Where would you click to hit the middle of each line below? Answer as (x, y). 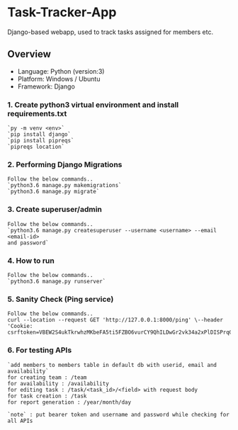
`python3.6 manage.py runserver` (57, 281)
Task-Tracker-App (62, 12)
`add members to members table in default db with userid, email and (112, 365)
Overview (29, 54)
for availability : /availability (58, 383)
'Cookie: (20, 327)
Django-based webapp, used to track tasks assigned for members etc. (110, 32)
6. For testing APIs (40, 350)
